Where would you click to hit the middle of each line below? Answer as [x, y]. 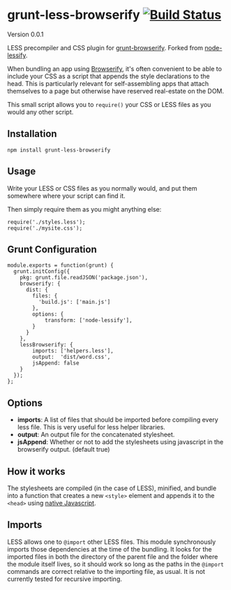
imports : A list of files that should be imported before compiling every [118, 420]
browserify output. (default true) [64, 450]
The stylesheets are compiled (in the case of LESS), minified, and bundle [112, 488]
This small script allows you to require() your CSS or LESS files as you [109, 104]
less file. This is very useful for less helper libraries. [91, 427]
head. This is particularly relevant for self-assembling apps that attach [108, 83]
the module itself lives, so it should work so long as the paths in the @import [116, 564]
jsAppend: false [56, 363]
